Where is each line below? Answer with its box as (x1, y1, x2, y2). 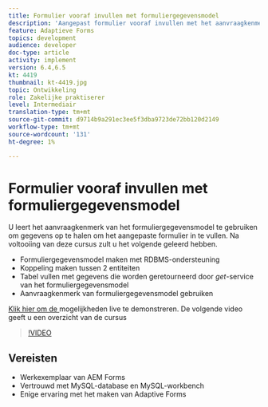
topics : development (8, 34, 77, 42)
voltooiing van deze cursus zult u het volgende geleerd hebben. (8, 239, 218, 249)
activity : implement (8, 57, 77, 65)
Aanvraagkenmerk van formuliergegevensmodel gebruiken (19, 289, 214, 298)
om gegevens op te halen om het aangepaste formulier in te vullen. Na (8, 231, 239, 240)
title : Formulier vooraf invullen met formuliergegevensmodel (8, 11, 219, 20)
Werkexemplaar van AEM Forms (19, 373, 126, 382)
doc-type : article (8, 49, 69, 57)
